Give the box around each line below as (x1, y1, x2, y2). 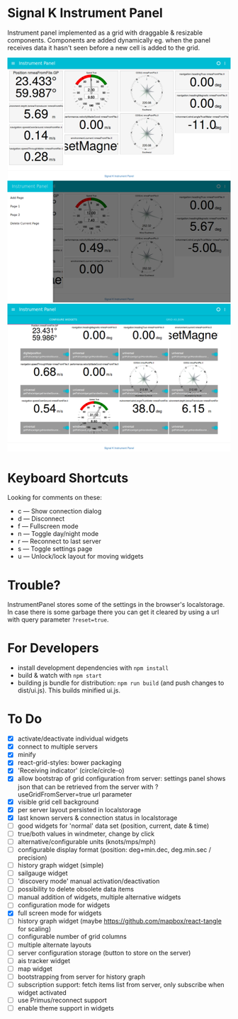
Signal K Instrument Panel (7, 5, 163, 21)
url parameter (92, 790, 132, 798)
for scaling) (17, 925, 52, 933)
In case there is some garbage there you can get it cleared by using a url (7, 608, 220, 617)
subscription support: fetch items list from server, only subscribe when (17, 980, 225, 989)
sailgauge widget (17, 869, 68, 877)
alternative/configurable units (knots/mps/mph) (17, 837, 157, 846)
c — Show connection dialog (17, 507, 102, 516)
